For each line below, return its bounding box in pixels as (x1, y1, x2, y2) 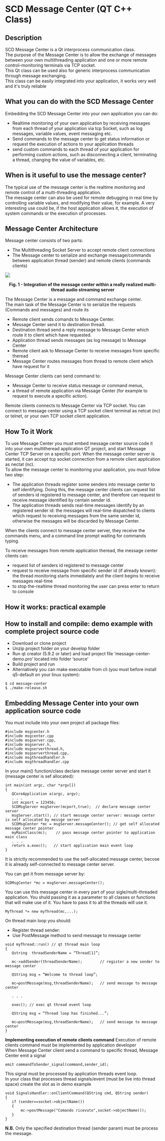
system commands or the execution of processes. (5, 210, 107, 216)
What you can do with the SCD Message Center (5, 98, 154, 106)
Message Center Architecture (5, 225, 99, 233)
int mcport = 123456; (11, 800, 56, 805)
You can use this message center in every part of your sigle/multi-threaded (5, 889, 158, 895)
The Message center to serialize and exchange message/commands (12, 252, 151, 258)
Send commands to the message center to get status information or (12, 135, 150, 141)
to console (12, 589, 34, 595)
